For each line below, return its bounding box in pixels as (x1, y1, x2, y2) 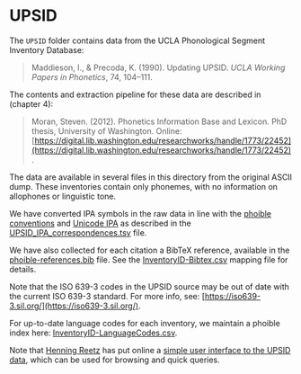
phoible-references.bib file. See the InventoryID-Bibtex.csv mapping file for (9, 254, 288, 265)
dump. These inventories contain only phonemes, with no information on (9, 181, 279, 191)
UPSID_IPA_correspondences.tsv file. (9, 227, 147, 238)
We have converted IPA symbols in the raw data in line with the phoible (9, 208, 272, 218)
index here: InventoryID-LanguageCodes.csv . (9, 327, 178, 338)
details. (9, 263, 37, 274)
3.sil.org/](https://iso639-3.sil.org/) (9, 300, 139, 311)
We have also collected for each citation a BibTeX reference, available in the (9, 245, 290, 255)
